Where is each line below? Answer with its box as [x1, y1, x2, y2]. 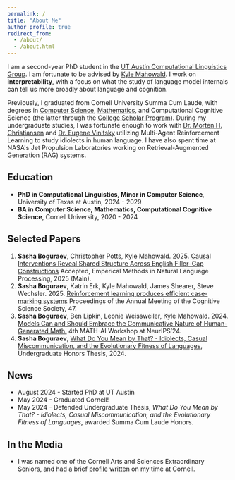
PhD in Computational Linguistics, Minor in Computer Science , [17, 190, 205, 198]
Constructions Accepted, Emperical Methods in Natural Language [17, 266, 210, 275]
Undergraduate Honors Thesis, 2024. [17, 349, 127, 357]
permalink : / [7, 10, 46, 18]
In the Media [7, 438, 64, 450]
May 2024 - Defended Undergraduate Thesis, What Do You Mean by [17, 403, 219, 412]
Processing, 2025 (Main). [17, 274, 92, 283]
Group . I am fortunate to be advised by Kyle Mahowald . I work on [7, 70, 196, 78]
